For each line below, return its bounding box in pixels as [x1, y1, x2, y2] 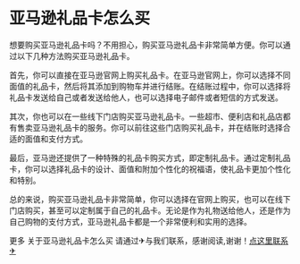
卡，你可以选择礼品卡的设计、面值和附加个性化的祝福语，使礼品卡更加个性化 [9, 163, 291, 175]
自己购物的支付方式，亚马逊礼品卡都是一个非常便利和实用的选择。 [9, 216, 252, 226]
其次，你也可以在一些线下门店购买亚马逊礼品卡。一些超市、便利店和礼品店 [9, 111, 283, 122]
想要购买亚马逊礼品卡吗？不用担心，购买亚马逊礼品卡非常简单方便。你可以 [9, 39, 283, 50]
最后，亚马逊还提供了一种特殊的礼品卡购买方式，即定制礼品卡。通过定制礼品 [9, 152, 291, 163]
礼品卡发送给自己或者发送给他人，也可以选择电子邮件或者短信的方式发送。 [9, 91, 283, 103]
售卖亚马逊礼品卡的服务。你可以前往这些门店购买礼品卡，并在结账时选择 [16, 122, 283, 132]
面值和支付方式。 [24, 133, 87, 144]
